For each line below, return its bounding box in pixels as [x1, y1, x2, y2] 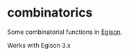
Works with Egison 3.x [7, 41, 71, 49]
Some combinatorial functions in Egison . [7, 28, 123, 36]
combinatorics [7, 5, 93, 21]
